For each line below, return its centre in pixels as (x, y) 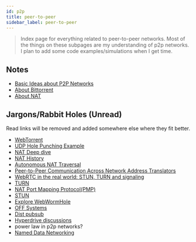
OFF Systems (31, 208)
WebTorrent (29, 140)
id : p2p (16, 11)
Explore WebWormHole (43, 201)
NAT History (29, 158)
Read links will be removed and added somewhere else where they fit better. (98, 128)
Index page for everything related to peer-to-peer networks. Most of (103, 39)
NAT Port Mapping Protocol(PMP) (55, 189)
